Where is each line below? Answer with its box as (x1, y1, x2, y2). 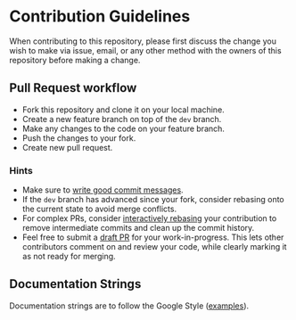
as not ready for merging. (21, 251, 116, 262)
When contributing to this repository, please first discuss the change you (9, 36, 276, 46)
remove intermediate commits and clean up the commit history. (21, 223, 255, 234)
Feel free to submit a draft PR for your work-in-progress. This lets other (21, 232, 284, 242)
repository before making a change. (9, 54, 141, 65)
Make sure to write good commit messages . (21, 185, 185, 195)
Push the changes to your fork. (21, 132, 136, 144)
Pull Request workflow (9, 80, 137, 95)
